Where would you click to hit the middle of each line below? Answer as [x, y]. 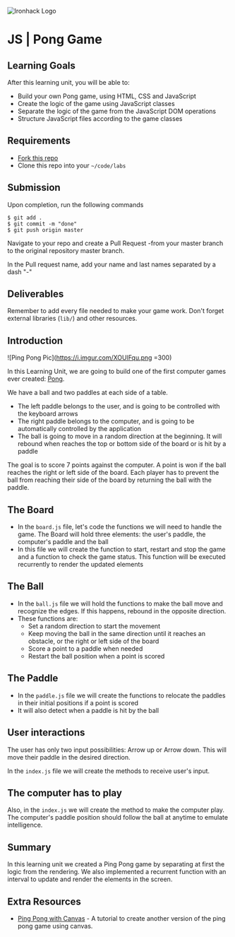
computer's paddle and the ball [63, 542]
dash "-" [20, 271]
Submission [34, 188]
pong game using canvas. [55, 926]
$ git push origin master [45, 230]
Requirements [39, 141]
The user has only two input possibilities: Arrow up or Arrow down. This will [117, 750]
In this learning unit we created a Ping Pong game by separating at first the [116, 864]
